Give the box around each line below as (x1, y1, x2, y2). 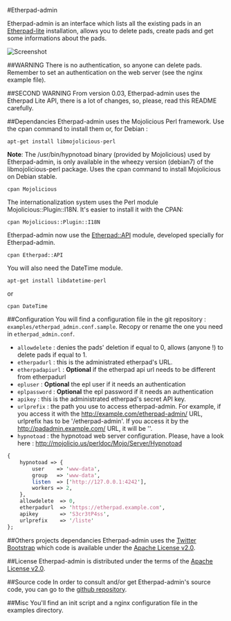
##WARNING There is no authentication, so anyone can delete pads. (7, 61, 203, 69)
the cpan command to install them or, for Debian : (7, 125, 149, 133)
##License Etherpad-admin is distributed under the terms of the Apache (7, 556, 213, 565)
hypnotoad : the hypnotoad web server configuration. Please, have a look (17, 432, 224, 440)
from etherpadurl (17, 373, 66, 381)
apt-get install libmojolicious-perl (7, 138, 116, 145)
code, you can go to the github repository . (7, 585, 127, 593)
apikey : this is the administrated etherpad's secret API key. (17, 395, 187, 403)
